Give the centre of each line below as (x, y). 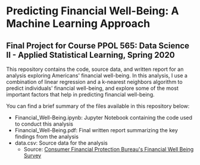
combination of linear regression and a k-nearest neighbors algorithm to (94, 82)
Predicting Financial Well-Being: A (93, 11)
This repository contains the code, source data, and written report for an (95, 69)
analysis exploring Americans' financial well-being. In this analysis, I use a (97, 75)
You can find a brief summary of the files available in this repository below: (98, 106)
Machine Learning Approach (78, 24)
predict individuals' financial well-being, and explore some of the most (92, 88)
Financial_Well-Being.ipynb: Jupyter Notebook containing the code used (103, 118)
